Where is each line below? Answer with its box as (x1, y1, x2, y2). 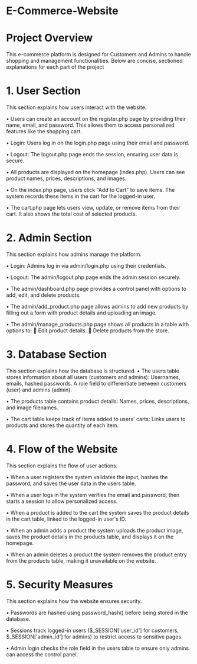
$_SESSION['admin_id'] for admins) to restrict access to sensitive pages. (6, 633, 183, 640)
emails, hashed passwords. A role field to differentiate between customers (6, 380, 187, 387)
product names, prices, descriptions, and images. (6, 175, 127, 182)
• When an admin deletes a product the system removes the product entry (6, 551, 187, 558)
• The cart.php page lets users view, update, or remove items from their (6, 204, 181, 211)
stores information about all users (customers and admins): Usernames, (6, 373, 180, 380)
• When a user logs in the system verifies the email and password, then (6, 491, 180, 498)
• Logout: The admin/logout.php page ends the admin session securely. (6, 274, 181, 281)
